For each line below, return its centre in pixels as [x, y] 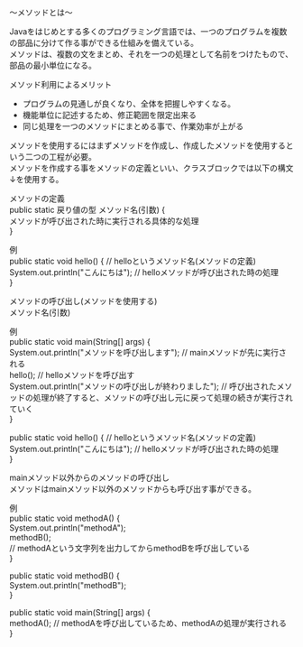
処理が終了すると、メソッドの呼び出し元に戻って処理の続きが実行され [163, 397]
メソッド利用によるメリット [61, 84]
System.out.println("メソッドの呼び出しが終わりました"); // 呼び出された [143, 386]
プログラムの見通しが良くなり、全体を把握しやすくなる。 [129, 104]
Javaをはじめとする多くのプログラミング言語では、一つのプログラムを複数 [148, 32]
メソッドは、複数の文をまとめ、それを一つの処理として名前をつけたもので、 [151, 54]
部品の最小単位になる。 [53, 65]
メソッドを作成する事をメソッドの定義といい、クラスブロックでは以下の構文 [151, 168]
